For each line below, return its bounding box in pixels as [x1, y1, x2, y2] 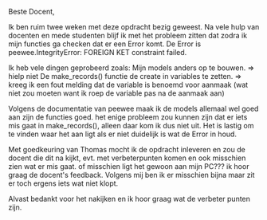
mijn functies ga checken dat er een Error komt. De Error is [8, 39, 202, 49]
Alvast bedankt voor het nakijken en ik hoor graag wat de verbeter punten [8, 194, 251, 203]
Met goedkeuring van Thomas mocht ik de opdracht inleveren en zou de [8, 145, 245, 154]
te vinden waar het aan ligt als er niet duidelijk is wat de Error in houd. [8, 129, 238, 139]
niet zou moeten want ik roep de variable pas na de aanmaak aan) [8, 88, 225, 98]
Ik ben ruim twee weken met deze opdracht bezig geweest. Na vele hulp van [8, 22, 260, 31]
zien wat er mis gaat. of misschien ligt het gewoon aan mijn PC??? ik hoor [8, 162, 249, 171]
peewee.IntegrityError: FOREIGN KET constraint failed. [8, 48, 187, 57]
